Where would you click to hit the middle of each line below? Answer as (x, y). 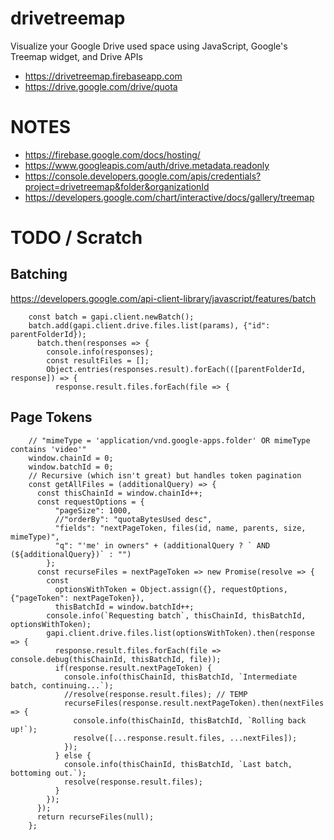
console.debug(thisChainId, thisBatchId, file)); (116, 659)
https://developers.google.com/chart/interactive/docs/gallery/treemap (169, 197)
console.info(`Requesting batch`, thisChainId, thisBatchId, (176, 615)
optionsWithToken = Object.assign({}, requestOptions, (171, 589)
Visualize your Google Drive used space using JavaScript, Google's (149, 46)
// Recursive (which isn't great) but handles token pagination (165, 475)
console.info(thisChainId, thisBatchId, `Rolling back (190, 720)
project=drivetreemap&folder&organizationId (117, 186)
